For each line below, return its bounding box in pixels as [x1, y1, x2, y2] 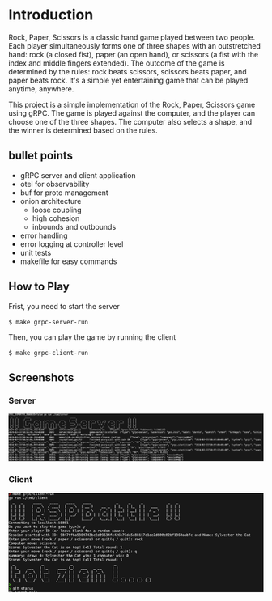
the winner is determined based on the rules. [8, 125, 158, 135]
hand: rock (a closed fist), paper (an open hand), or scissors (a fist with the [8, 49, 259, 59]
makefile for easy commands [19, 256, 117, 266]
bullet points [8, 149, 74, 163]
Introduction [8, 6, 94, 24]
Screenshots [8, 370, 74, 384]
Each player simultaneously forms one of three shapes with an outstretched [8, 40, 261, 50]
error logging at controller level [19, 239, 124, 248]
